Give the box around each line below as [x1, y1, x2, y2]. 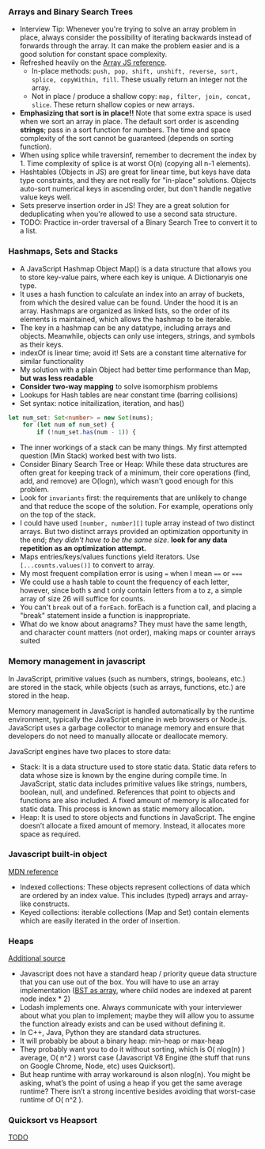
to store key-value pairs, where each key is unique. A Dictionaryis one [19, 272, 248, 282]
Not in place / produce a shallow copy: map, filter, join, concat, [31, 92, 252, 101]
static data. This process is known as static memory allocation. [19, 804, 225, 813]
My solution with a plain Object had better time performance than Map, [19, 365, 252, 374]
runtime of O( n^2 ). [19, 1095, 84, 1105]
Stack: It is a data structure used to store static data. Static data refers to [19, 762, 257, 772]
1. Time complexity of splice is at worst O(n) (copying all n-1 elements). [19, 159, 251, 169]
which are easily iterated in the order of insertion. [19, 916, 180, 925]
